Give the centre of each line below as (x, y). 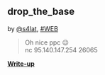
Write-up (21, 64)
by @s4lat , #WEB (33, 28)
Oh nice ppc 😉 (47, 42)
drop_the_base (41, 12)
